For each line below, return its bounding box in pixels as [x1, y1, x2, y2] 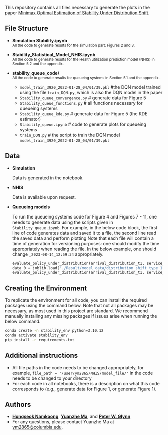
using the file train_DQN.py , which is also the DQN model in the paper [19, 89, 163, 95]
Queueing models [12, 204, 50, 210]
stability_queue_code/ [12, 70, 60, 76]
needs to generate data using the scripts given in [12, 219, 113, 225]
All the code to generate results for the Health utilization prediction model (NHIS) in [12, 57, 155, 62]
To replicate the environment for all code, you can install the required [5, 297, 147, 303]
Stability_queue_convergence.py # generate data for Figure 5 [19, 95, 146, 101]
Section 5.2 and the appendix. [12, 61, 64, 66]
